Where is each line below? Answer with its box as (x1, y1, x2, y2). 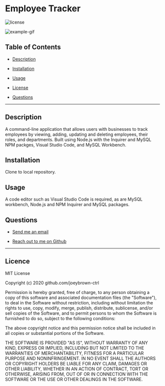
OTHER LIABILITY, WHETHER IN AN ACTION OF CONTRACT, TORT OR (5, 366, 148, 372)
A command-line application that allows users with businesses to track (5, 126, 148, 132)
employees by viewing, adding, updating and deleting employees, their (5, 131, 148, 137)
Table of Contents (5, 43, 61, 52)
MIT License (5, 270, 30, 276)
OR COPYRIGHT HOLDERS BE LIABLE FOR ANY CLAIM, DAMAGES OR (5, 360, 147, 366)
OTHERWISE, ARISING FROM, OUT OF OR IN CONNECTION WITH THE (5, 371, 148, 377)
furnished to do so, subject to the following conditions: (5, 315, 115, 321)
